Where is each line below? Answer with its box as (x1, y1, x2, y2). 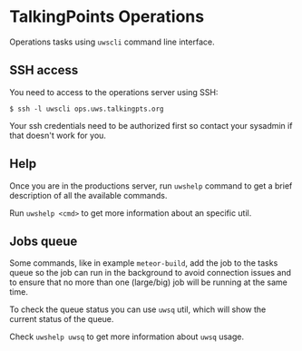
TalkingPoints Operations (9, 6, 205, 27)
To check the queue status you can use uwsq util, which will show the (9, 304, 267, 315)
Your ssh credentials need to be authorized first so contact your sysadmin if (9, 120, 293, 131)
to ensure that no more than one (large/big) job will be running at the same (9, 277, 287, 288)
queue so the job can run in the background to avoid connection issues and (9, 268, 292, 278)
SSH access (9, 63, 79, 78)
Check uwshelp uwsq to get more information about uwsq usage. (9, 331, 245, 342)
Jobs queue (9, 233, 78, 249)
